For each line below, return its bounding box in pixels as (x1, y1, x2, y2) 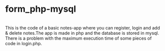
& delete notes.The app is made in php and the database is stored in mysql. (5, 30, 160, 36)
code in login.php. (5, 40, 42, 46)
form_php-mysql (5, 3, 76, 15)
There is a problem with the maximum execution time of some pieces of (5, 35, 152, 41)
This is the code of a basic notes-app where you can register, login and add (5, 25, 161, 30)
